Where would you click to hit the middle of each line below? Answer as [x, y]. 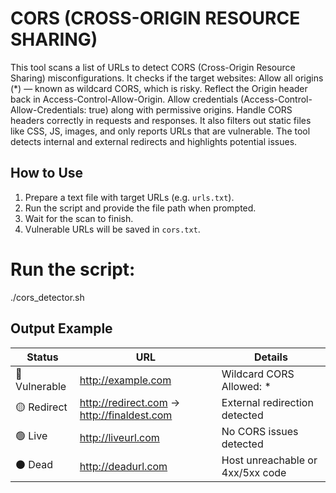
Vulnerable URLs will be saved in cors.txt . [112, 229]
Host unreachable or [269, 460]
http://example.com [125, 380]
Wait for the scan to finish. [79, 218]
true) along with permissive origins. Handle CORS [190, 109]
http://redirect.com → [130, 402]
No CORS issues [260, 431]
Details [270, 357]
